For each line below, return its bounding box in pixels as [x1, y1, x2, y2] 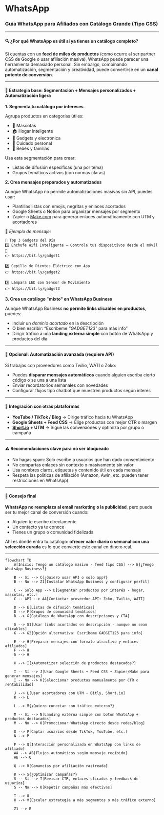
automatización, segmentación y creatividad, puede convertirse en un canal [5, 67, 159, 72]
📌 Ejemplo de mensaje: [5, 228, 51, 234]
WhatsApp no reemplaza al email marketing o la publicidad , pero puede [5, 504, 153, 510]
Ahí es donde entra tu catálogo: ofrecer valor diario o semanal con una [5, 538, 149, 544]
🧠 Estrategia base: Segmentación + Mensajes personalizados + [5, 88, 136, 93]
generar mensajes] [5, 674, 42, 678]
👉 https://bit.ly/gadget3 [5, 286, 60, 291]
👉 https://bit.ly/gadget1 [5, 253, 60, 258]
